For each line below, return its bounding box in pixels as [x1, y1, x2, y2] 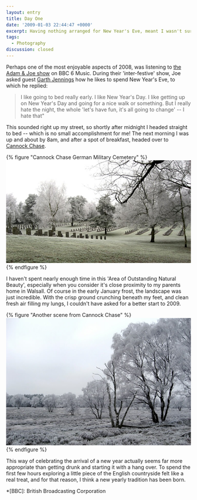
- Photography [11, 40, 46, 46]
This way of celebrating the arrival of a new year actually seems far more [6, 458, 183, 465]
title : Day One [6, 15, 43, 22]
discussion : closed [6, 47, 54, 53]
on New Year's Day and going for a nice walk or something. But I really [20, 100, 191, 107]
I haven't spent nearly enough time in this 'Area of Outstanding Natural [6, 275, 176, 282]
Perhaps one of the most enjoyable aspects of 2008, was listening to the [6, 63, 182, 70]
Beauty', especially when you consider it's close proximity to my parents [6, 281, 181, 288]
